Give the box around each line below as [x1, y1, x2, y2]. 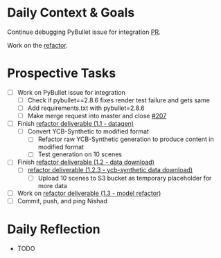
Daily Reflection [7, 221, 100, 237]
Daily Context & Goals [7, 5, 135, 21]
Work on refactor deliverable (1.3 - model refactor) [17, 189, 161, 197]
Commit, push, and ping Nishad [17, 196, 107, 205]
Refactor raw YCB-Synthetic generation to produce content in [37, 135, 214, 143]
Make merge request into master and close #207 [27, 112, 167, 120]
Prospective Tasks [7, 66, 116, 81]
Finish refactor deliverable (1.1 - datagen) [17, 120, 134, 128]
